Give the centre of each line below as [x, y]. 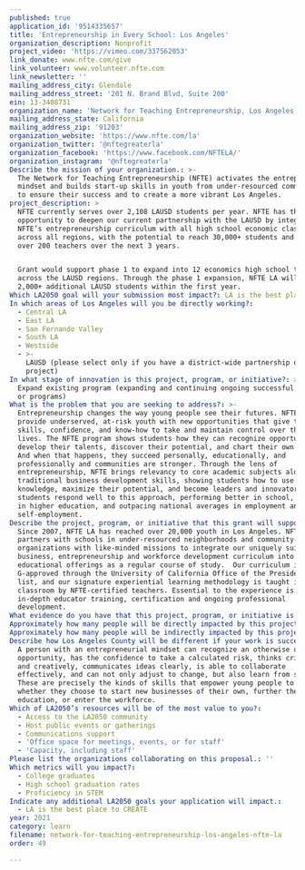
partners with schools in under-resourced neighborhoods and [136, 540]
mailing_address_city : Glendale [70, 85]
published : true [40, 18]
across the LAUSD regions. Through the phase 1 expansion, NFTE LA [148, 279]
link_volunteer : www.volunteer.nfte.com [87, 69]
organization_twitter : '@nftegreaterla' [87, 144]
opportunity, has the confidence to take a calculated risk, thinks [150, 658]
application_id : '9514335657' [67, 26]
